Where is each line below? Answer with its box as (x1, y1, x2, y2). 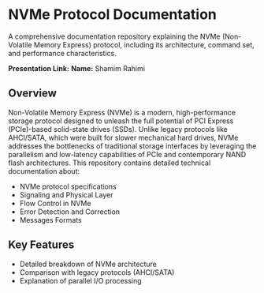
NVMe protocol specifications (19, 182, 117, 191)
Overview (8, 87, 58, 100)
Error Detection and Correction (19, 207, 121, 216)
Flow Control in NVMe (19, 198, 91, 208)
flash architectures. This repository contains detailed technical (8, 158, 211, 167)
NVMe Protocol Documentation (8, 6, 217, 24)
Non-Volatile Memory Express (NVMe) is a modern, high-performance (8, 107, 236, 117)
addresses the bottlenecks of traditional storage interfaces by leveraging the (8, 141, 257, 151)
